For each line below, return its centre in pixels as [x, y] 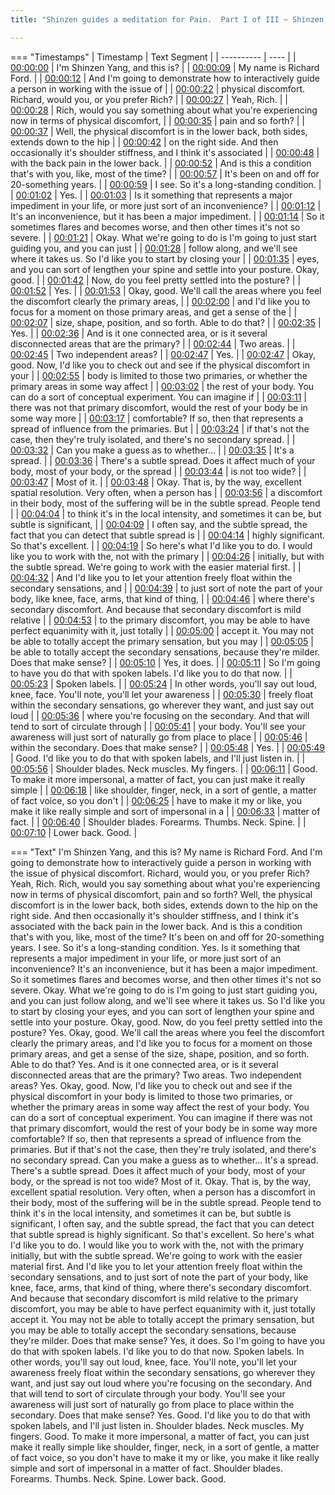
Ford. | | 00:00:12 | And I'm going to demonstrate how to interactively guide [165, 78]
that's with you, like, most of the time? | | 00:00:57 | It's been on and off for [165, 173]
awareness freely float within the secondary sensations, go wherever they [163, 1372]
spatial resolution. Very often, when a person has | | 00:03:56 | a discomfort [166, 492]
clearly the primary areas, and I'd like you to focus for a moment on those [161, 1043]
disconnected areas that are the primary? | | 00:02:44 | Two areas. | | [153, 343]
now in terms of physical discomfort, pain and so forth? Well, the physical [161, 894]
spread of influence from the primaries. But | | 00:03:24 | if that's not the [160, 428]
